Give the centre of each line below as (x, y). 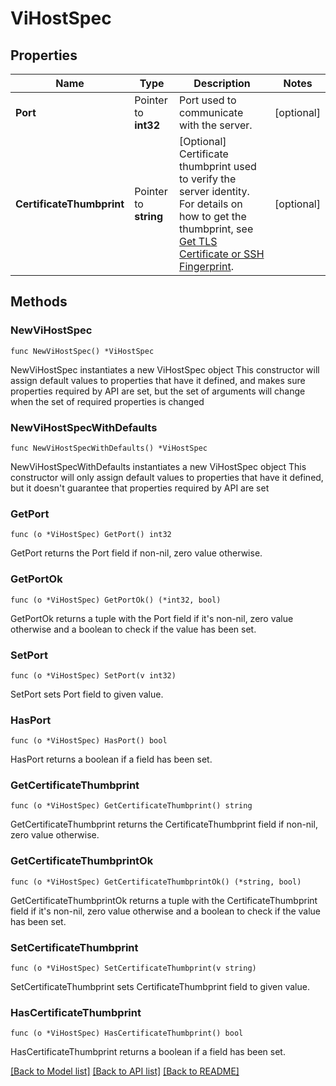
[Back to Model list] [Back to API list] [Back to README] (125, 1071)
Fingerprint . (207, 266)
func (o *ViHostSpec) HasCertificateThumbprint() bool (127, 1033)
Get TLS (198, 241)
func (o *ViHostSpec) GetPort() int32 (91, 535)
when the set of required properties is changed (107, 401)
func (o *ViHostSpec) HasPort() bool (89, 741)
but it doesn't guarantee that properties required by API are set (140, 488)
